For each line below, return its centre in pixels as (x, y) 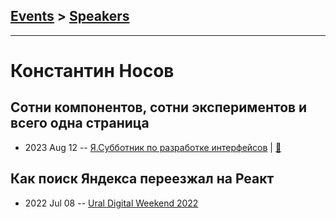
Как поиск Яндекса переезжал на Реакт (142, 179)
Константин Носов (92, 71)
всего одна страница (80, 123)
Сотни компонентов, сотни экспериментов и (159, 107)
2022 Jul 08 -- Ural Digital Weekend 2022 (111, 203)
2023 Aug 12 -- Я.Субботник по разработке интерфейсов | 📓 (153, 147)
